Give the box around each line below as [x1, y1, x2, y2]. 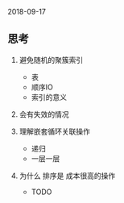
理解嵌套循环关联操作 [19, 126, 90, 136]
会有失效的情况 [19, 109, 69, 119]
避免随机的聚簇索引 [19, 55, 84, 64]
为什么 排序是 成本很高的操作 [19, 171, 116, 180]
